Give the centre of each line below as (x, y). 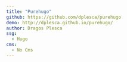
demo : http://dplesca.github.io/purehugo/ (60, 22)
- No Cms (22, 50)
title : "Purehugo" (29, 12)
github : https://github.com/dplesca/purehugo (63, 17)
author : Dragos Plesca (34, 28)
